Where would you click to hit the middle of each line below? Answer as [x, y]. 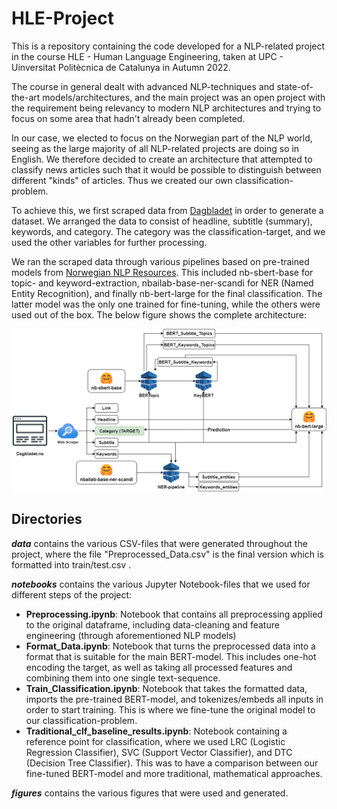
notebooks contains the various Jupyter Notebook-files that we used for [161, 584]
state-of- [295, 86]
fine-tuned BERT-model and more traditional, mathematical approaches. [174, 773]
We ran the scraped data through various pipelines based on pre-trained [160, 261]
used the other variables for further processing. [109, 242]
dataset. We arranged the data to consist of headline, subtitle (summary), [162, 221]
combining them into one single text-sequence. [123, 678]
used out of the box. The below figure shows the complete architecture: [159, 314]
